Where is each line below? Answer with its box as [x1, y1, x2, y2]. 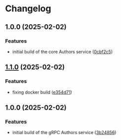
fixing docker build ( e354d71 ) [12, 89, 73, 95]
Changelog [5, 3, 51, 14]
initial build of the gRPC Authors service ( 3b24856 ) [12, 130, 117, 136]
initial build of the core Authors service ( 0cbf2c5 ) [12, 48, 113, 54]
